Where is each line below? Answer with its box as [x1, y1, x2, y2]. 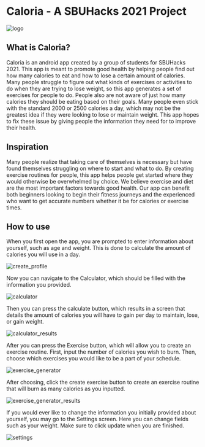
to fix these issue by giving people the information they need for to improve [6, 117, 196, 125]
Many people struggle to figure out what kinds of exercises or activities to [6, 78, 192, 85]
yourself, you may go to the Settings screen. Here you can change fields [6, 416, 188, 423]
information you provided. [6, 281, 72, 289]
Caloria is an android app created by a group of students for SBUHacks [6, 58, 186, 66]
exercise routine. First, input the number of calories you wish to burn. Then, [6, 348, 197, 356]
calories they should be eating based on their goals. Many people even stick [6, 98, 199, 105]
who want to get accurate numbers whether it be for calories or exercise [6, 197, 189, 204]
